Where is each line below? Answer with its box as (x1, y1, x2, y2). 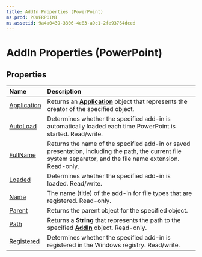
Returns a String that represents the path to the (47, 216, 181, 225)
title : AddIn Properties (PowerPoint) (6, 8, 103, 15)
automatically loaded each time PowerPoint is (47, 122, 176, 131)
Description (47, 88, 82, 96)
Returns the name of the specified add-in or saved (47, 139, 191, 148)
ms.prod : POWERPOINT (6, 14, 58, 20)
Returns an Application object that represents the (47, 97, 188, 106)
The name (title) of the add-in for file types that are (47, 189, 192, 198)
